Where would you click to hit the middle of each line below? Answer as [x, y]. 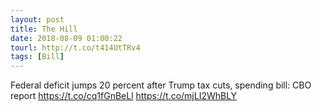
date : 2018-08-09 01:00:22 [66, 38]
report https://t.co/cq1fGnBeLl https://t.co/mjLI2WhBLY [124, 96]
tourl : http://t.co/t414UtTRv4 [75, 47]
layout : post [37, 19]
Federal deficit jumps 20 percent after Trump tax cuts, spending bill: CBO [161, 85]
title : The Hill [44, 29]
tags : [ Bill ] [37, 57]
